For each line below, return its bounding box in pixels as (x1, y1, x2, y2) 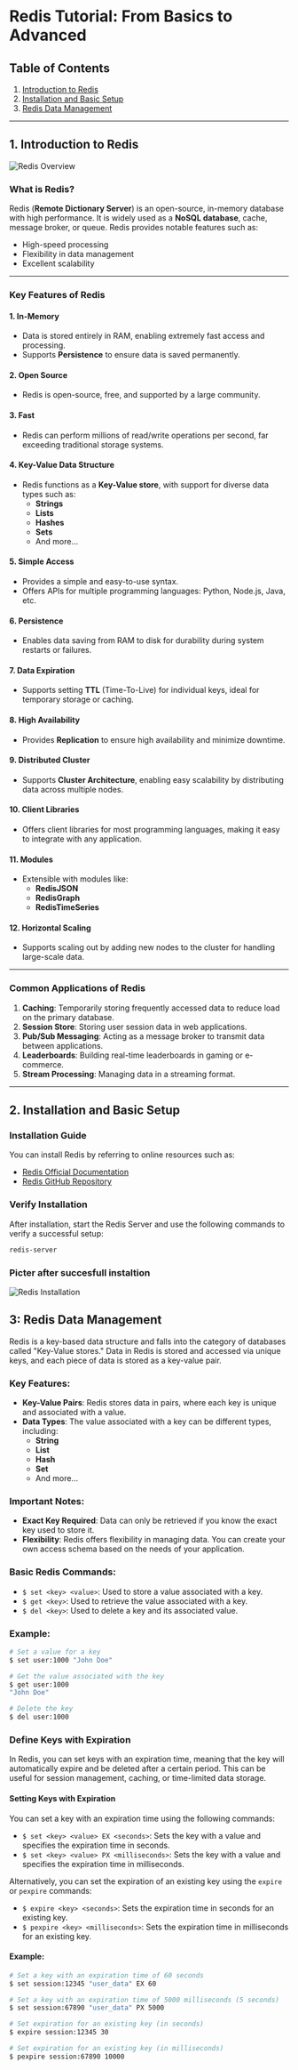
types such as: (21, 488, 76, 499)
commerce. (21, 1059, 65, 1069)
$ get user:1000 (9, 1679, 69, 1689)
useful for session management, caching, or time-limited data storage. (9, 1773, 267, 1784)
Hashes (35, 517, 65, 528)
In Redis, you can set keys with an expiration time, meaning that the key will (9, 1754, 286, 1765)
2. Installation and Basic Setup (9, 1103, 180, 1118)
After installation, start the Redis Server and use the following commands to (9, 1219, 286, 1229)
